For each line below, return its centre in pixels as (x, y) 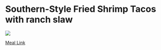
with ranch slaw (39, 20)
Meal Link (15, 43)
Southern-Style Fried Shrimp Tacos (81, 9)
